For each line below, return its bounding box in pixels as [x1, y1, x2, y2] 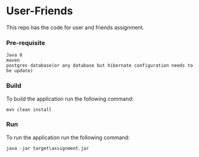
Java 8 [6, 52, 23, 58]
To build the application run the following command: [6, 95, 134, 102]
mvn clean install [6, 106, 52, 112]
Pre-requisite [6, 39, 46, 47]
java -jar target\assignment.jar [6, 145, 89, 151]
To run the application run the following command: [6, 134, 130, 141]
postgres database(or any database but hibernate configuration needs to [6, 62, 194, 69]
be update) [6, 68, 33, 74]
